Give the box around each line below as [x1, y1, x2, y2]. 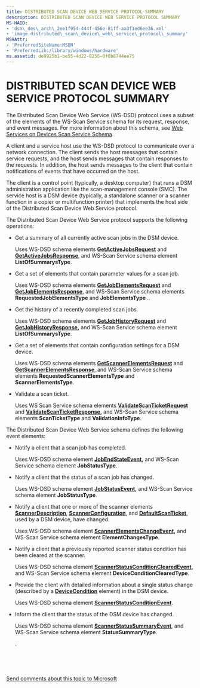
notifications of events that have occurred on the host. [6, 167, 140, 175]
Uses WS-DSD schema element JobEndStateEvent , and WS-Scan [14, 455, 179, 463]
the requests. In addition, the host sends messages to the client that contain [6, 161, 193, 168]
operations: [6, 222, 35, 230]
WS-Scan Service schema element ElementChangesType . [14, 533, 160, 541]
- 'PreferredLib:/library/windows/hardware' [6, 48, 119, 54]
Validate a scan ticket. [14, 390, 69, 397]
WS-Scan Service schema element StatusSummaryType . [14, 628, 158, 635]
